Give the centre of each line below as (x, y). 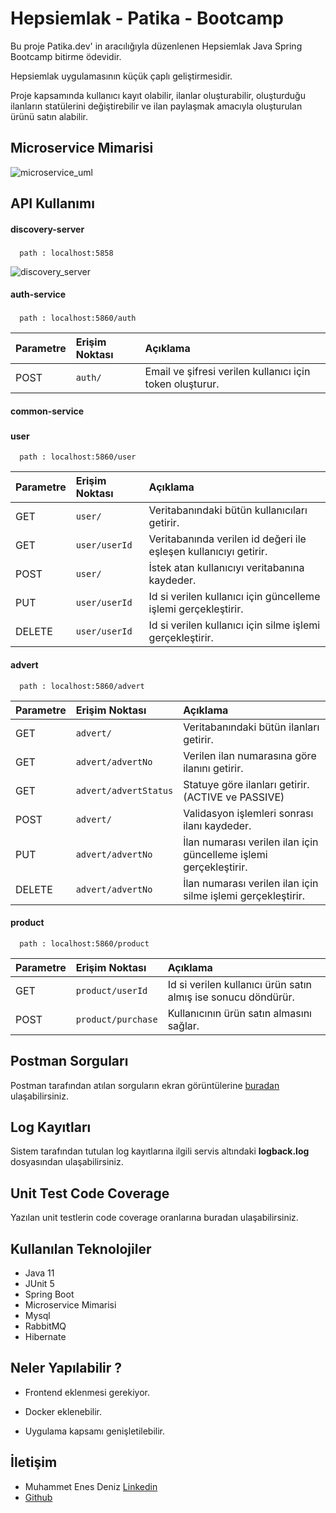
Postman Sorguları (69, 1061)
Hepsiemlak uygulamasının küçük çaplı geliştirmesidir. (121, 76)
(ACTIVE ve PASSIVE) (234, 797)
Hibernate (45, 1336)
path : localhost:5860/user (78, 457)
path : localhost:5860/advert (82, 686)
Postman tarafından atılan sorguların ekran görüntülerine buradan (145, 1085)
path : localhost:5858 (66, 253)
